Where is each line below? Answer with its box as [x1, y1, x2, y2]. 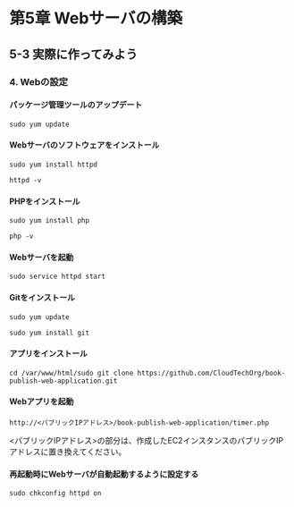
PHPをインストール [9, 196, 80, 207]
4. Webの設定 [9, 75, 69, 88]
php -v [9, 232, 34, 241]
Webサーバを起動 [9, 251, 74, 262]
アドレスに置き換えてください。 [9, 446, 127, 457]
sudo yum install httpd [9, 160, 98, 169]
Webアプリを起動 [9, 396, 74, 407]
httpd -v [9, 175, 42, 184]
